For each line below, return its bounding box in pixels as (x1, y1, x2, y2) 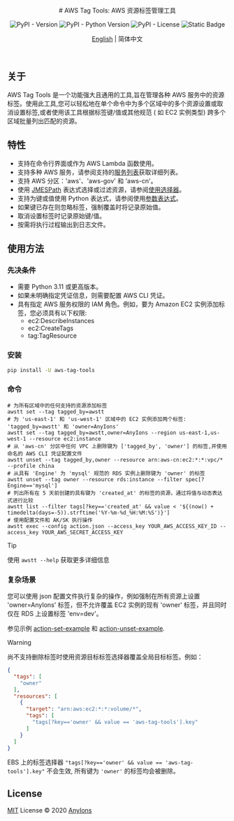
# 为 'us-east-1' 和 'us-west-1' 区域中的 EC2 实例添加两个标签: (7, 415, 187, 422)
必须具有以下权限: (36, 309, 87, 317)
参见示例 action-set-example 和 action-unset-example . (7, 624, 166, 633)
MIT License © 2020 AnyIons (7, 806, 92, 815)
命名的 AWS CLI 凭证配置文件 (7, 450, 82, 457)
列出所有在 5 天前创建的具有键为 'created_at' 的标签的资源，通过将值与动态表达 (13, 490, 223, 497)
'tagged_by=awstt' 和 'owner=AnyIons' (7, 423, 119, 430)
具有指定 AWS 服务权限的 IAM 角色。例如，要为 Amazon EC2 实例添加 (17, 300, 219, 308)
